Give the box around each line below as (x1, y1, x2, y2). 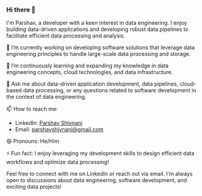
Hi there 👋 (6, 5, 36, 14)
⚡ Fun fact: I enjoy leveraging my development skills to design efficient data (6, 150, 195, 157)
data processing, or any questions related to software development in (23, 87, 197, 94)
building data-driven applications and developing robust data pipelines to (6, 25, 189, 33)
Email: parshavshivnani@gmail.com (15, 126, 104, 133)
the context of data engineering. (6, 93, 86, 101)
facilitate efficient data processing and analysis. (6, 32, 125, 39)
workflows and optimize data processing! (6, 158, 109, 166)
